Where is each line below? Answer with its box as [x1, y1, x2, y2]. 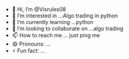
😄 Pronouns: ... [11, 40, 51, 48]
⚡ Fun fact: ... [11, 47, 45, 54]
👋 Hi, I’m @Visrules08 [11, 6, 66, 13]
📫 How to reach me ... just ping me [11, 32, 101, 39]
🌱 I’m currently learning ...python [11, 19, 93, 25]
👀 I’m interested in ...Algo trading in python [11, 12, 118, 19]
